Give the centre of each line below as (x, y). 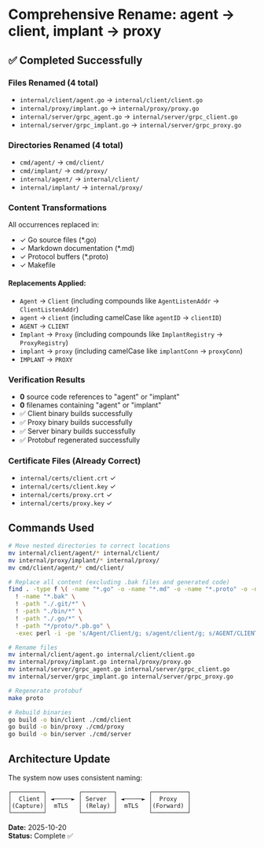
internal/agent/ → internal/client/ (79, 179)
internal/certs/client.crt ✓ (68, 478)
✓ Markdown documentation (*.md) (77, 249)
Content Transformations (58, 208)
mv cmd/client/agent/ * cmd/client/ (66, 568)
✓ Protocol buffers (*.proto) (64, 256)
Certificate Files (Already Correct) (75, 460)
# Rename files (33, 647)
